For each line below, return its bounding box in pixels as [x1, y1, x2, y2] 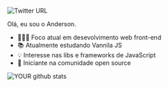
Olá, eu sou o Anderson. [7, 20, 76, 28]
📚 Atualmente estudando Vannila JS [17, 41, 123, 49]
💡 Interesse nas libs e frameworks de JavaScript [17, 51, 156, 59]
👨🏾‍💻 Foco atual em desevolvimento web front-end [17, 33, 162, 41]
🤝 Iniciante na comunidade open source [17, 59, 131, 67]
